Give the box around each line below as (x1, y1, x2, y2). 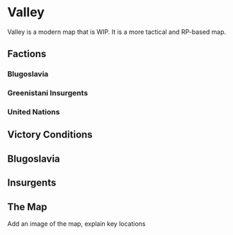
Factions (7, 48, 47, 60)
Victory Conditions (7, 128, 93, 141)
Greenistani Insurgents (7, 88, 89, 98)
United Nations (7, 107, 60, 117)
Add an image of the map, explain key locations (7, 219, 146, 228)
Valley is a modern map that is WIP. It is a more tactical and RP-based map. (7, 28, 227, 36)
